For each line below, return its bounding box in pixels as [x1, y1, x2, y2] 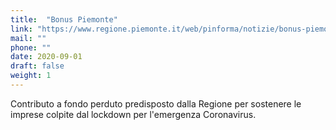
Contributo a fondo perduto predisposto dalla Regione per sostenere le [10, 97, 302, 110]
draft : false [10, 61, 65, 71]
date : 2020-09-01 [10, 52, 83, 62]
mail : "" [10, 33, 47, 43]
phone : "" [10, 42, 52, 53]
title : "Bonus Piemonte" [10, 14, 118, 25]
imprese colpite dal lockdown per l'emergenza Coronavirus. [10, 108, 257, 120]
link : [10, 24, 33, 34]
